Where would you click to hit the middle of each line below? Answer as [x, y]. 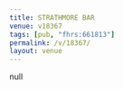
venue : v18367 [36, 26]
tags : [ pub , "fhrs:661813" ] [62, 34]
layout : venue [36, 51]
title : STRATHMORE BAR [52, 18]
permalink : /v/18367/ [50, 43]
